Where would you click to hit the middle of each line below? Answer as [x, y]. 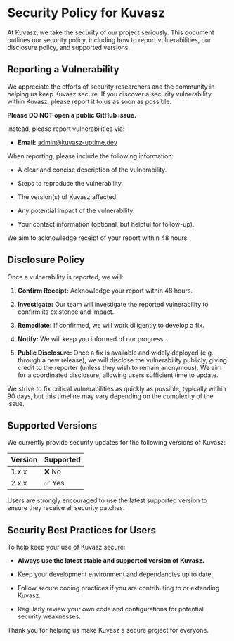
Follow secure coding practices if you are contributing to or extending [118, 588]
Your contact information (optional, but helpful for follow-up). [106, 224]
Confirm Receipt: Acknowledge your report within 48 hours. [105, 291]
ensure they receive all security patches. [66, 508]
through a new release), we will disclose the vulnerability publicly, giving [122, 360]
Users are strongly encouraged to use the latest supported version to [107, 500]
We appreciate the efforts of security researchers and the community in [111, 87]
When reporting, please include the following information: [91, 156]
